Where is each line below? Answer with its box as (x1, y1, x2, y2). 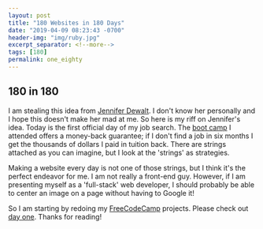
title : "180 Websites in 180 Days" (8, 19, 125, 27)
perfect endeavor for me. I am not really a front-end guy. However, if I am (8, 171, 246, 181)
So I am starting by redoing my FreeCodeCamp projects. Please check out (8, 203, 249, 213)
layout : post (8, 11, 51, 20)
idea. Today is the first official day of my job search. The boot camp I (8, 122, 232, 132)
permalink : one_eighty (8, 56, 83, 64)
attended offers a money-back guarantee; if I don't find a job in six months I (8, 131, 254, 141)
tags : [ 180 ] (8, 48, 47, 56)
